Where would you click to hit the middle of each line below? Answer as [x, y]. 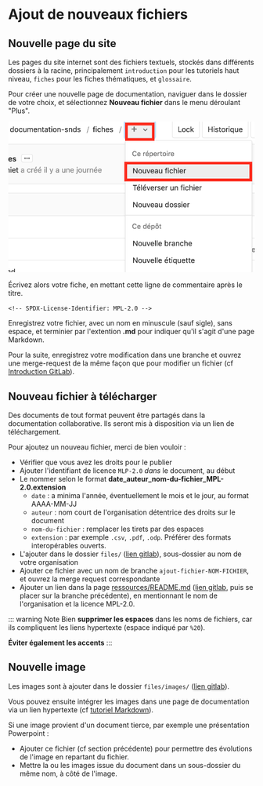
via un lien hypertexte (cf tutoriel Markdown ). [81, 710]
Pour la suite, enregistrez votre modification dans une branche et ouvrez [125, 355]
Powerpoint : [29, 733]
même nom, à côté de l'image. [68, 773]
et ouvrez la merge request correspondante [90, 579]
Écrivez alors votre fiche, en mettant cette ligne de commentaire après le [125, 285]
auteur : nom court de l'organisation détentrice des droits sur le [133, 512]
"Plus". [19, 111]
